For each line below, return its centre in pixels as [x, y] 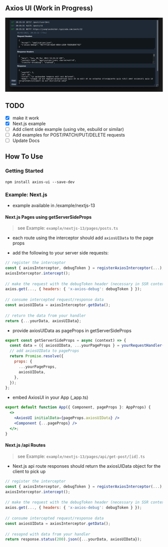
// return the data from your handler [45, 316]
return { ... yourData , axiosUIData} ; [43, 321]
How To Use [24, 157]
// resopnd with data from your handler [48, 534]
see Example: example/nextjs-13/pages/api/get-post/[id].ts [81, 456]
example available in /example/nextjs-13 [54, 205]
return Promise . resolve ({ [37, 356]
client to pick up [29, 471]
